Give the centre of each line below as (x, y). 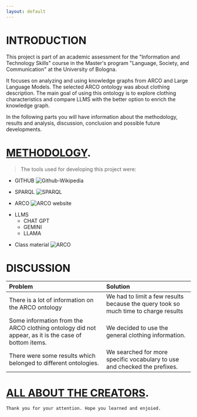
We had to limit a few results (145, 296)
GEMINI (33, 227)
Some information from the (46, 321)
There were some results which (52, 356)
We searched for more (137, 352)
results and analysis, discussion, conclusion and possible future (83, 123)
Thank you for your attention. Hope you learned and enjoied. (84, 409)
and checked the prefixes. (142, 367)
